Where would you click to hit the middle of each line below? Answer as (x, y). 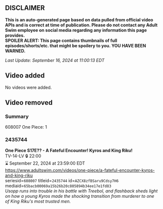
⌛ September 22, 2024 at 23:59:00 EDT (45, 163)
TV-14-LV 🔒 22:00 (23, 156)
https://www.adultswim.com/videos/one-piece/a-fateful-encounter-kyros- (80, 170)
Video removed (29, 103)
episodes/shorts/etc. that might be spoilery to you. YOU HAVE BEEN (76, 45)
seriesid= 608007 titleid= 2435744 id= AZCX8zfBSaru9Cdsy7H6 (62, 180)
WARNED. (15, 51)
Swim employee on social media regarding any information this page (76, 30)
